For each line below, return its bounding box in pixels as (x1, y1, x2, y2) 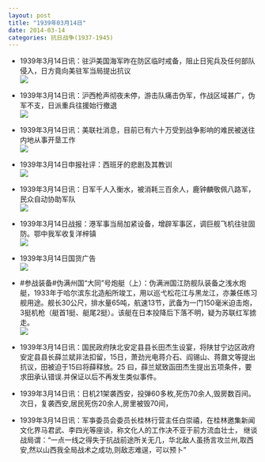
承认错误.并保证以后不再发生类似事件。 (33, 372, 161, 381)
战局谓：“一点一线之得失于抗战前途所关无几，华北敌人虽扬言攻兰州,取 (19, 435, 247, 445)
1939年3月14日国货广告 (19, 254, 97, 263)
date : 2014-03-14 (8, 26, 66, 34)
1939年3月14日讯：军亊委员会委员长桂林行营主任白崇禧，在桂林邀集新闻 (19, 415, 256, 425)
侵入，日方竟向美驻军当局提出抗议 (19, 66, 131, 76)
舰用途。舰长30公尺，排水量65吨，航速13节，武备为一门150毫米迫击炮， (19, 298, 257, 308)
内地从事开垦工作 (19, 135, 76, 145)
